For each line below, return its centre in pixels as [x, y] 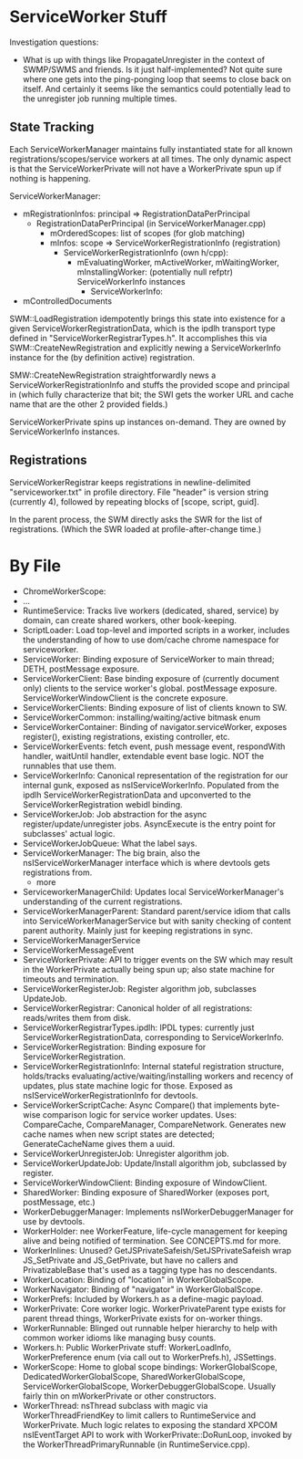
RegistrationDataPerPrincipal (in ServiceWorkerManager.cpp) [151, 223]
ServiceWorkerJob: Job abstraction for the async [115, 814]
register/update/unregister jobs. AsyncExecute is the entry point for [149, 824]
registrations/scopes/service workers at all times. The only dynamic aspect [150, 159]
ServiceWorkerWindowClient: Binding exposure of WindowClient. [145, 1183]
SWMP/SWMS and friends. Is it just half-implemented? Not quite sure [152, 69]
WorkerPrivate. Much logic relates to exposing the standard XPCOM [150, 1424]
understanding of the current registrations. [102, 901]
